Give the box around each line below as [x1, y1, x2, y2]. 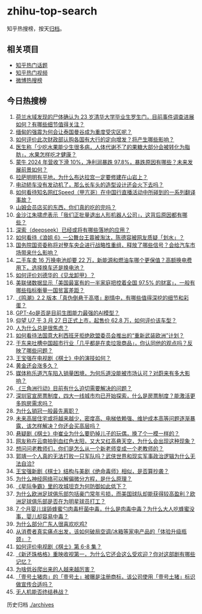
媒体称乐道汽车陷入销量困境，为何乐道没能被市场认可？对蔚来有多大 [15, 369, 185, 376]
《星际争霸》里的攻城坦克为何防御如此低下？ [15, 483, 127, 490]
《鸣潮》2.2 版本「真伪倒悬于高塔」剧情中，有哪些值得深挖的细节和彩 [15, 294, 189, 301]
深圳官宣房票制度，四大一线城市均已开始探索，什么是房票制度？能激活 [15, 392, 191, 399]
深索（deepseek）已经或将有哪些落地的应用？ [15, 226, 130, 233]
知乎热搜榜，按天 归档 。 [7, 25, 65, 32]
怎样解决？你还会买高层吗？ [31, 422, 101, 429]
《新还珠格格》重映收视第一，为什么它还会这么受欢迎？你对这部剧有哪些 [15, 550, 195, 557]
